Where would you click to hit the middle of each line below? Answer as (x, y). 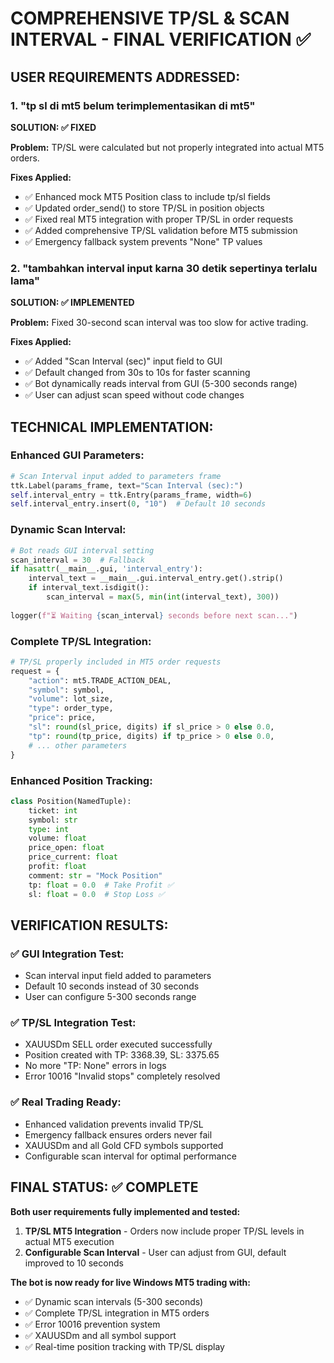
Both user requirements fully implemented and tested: (125, 1211)
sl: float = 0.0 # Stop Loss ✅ (96, 894)
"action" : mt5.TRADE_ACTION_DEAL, (100, 680)
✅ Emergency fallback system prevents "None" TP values (143, 241)
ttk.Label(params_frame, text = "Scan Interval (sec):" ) (127, 485)
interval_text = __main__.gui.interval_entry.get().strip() (156, 578)
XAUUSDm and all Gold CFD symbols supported (124, 1145)
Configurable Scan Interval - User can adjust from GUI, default (155, 1252)
